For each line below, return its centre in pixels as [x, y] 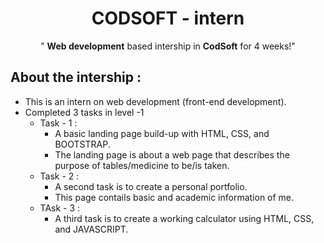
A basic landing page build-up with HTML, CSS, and [162, 133]
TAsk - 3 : [60, 208]
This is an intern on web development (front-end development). [155, 101]
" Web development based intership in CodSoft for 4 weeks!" [168, 46]
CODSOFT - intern [168, 18]
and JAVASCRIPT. [91, 229]
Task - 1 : [58, 123]
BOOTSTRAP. [82, 144]
